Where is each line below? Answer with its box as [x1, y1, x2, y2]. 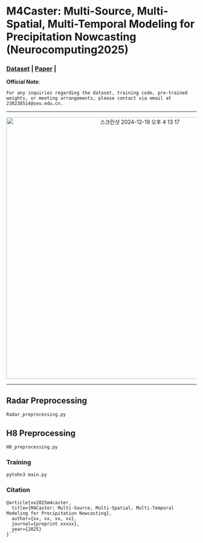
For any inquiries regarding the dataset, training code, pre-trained [6, 90, 188, 96]
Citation [6, 486, 30, 495]
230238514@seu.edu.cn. [6, 101, 63, 107]
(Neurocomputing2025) [6, 43, 129, 57]
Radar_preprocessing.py [6, 411, 66, 418]
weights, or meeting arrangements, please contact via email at [6, 95, 172, 101]
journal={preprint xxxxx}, [11, 521, 80, 527]
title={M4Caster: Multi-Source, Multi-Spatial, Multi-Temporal [11, 505, 174, 511]
